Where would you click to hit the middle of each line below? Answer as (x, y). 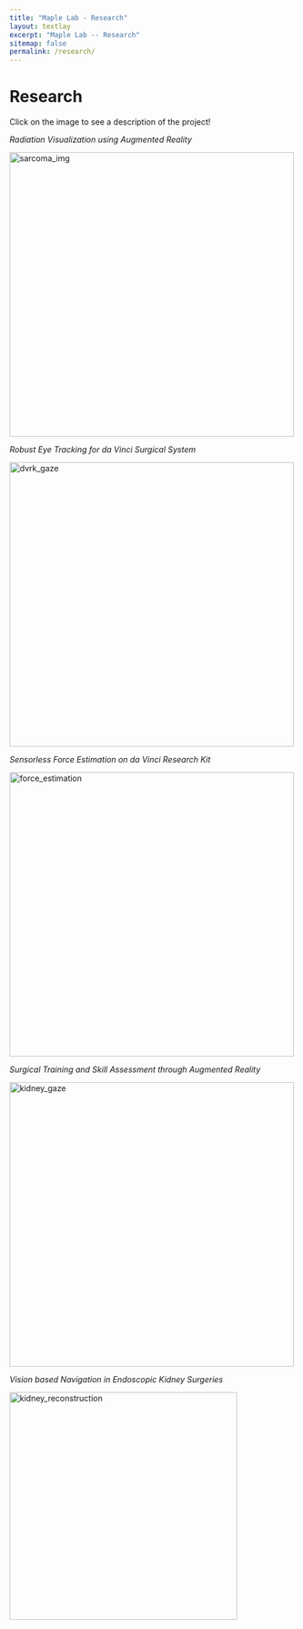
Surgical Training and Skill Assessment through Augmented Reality (135, 1069)
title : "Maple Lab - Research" (69, 18)
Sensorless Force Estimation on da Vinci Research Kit (110, 760)
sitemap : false (38, 43)
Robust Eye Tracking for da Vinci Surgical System (103, 450)
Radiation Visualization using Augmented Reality (101, 140)
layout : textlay (40, 26)
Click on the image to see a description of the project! (110, 122)
